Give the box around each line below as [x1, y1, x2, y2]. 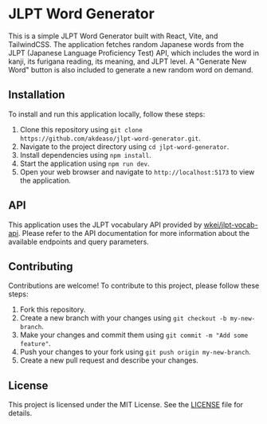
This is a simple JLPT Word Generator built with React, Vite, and [8, 31, 218, 41]
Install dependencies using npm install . [19, 150, 151, 159]
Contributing [8, 260, 73, 273]
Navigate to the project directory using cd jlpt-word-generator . [19, 141, 230, 151]
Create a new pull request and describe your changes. [19, 355, 199, 365]
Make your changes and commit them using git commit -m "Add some [19, 330, 249, 340]
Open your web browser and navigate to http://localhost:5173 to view [19, 167, 255, 176]
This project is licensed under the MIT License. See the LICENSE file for [8, 400, 244, 410]
